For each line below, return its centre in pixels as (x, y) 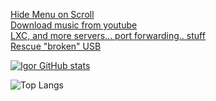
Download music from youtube (74, 25)
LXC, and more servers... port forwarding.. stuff (108, 35)
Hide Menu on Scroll (52, 14)
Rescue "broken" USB (56, 46)
